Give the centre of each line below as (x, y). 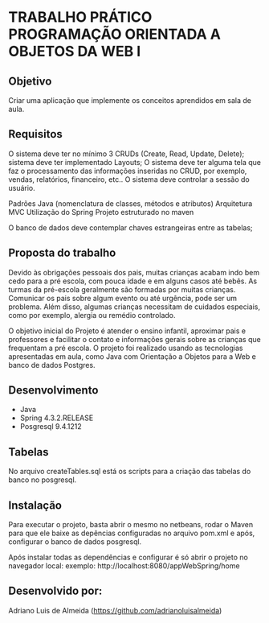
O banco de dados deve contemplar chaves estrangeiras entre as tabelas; (130, 227)
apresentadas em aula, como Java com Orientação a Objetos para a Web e (132, 356)
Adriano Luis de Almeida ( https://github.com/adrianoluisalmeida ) (115, 610)
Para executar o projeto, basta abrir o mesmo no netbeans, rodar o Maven (131, 525)
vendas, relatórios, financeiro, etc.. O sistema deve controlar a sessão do (129, 179)
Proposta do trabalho (62, 253)
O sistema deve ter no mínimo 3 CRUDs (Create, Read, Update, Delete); (126, 154)
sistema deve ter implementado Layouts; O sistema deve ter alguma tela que (134, 162)
